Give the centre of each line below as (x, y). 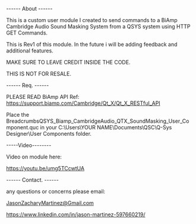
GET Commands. (27, 33)
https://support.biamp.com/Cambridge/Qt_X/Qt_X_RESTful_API (83, 103)
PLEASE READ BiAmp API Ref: (43, 97)
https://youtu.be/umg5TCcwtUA (45, 168)
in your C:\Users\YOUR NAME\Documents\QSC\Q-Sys (106, 127)
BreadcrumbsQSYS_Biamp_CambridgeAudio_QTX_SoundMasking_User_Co (98, 121)
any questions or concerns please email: (56, 191)
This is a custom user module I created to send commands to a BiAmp (92, 20)
